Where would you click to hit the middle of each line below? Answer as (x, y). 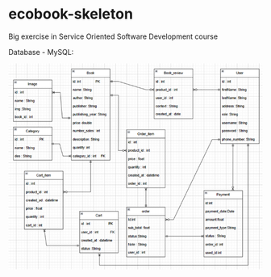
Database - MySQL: (41, 52)
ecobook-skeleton (71, 14)
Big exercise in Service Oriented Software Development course (113, 36)
